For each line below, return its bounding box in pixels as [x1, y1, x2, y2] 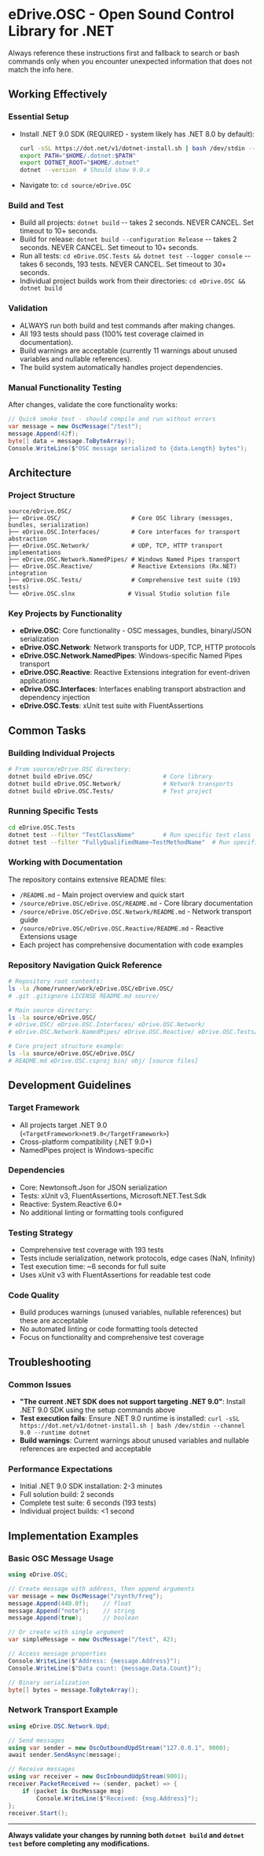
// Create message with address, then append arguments [8, 1585, 195, 1593]
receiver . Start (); [8, 1809, 68, 1817]
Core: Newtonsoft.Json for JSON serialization [19, 1183, 167, 1192]
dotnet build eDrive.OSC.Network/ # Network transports [8, 779, 234, 787]
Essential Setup [8, 112, 69, 123]
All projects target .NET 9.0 [19, 1120, 108, 1129]
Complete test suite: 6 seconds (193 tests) [19, 1498, 157, 1508]
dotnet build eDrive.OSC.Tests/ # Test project [8, 787, 213, 795]
